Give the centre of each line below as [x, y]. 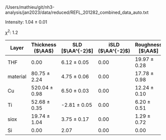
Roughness [148, 45]
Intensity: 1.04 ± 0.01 [26, 22]
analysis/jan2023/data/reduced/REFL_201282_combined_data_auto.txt [77, 12]
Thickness [44, 45]
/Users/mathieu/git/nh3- [30, 7]
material [17, 76]
